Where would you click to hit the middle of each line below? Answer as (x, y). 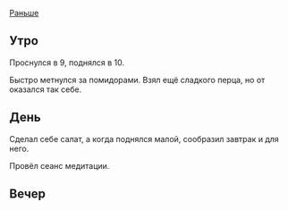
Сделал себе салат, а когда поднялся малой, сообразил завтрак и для (144, 139)
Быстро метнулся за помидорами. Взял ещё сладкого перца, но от (137, 80)
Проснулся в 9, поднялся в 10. (67, 63)
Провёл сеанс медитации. (59, 165)
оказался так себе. (46, 89)
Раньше (24, 13)
